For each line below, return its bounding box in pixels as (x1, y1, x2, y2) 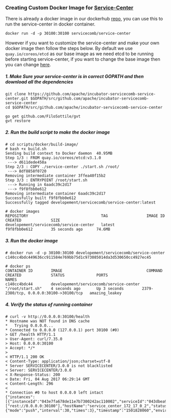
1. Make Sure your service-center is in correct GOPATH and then (5, 73, 144, 79)
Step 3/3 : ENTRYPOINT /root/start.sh (5, 178, 88, 183)
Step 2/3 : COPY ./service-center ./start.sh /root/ (5, 164, 120, 169)
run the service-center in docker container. (5, 21, 96, 27)
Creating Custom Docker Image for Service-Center (5, 4, 134, 11)
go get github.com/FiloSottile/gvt (5, 114, 81, 119)
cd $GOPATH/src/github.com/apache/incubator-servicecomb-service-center (5, 105, 163, 110)
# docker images (5, 209, 40, 214)
